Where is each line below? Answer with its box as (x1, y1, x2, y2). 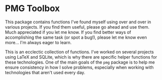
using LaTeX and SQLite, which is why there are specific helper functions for (5, 54, 157, 60)
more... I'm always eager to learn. (5, 39, 72, 45)
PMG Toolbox (5, 3, 60, 14)
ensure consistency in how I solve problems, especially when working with (5, 64, 154, 70)
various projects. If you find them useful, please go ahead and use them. (5, 24, 150, 30)
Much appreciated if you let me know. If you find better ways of (5, 29, 132, 35)
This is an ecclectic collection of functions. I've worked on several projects (5, 49, 154, 55)
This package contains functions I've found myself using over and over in (5, 19, 151, 25)
